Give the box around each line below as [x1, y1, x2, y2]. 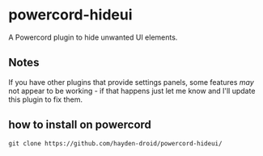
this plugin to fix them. [8, 95, 83, 104]
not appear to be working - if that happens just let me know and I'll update [8, 86, 256, 95]
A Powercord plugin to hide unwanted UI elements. [8, 32, 178, 42]
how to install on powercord [8, 118, 152, 132]
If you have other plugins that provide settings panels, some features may [8, 77, 255, 86]
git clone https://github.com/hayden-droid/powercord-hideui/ [8, 139, 223, 147]
